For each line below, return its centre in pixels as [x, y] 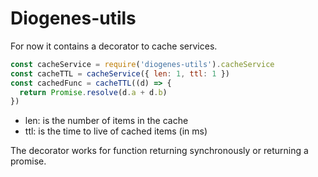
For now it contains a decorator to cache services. [114, 46]
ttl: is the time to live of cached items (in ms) [116, 131]
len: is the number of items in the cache [106, 121]
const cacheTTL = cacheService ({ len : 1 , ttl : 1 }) [120, 73]
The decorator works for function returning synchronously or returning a [159, 151]
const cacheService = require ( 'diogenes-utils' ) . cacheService [142, 64]
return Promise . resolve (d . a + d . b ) [93, 92]
